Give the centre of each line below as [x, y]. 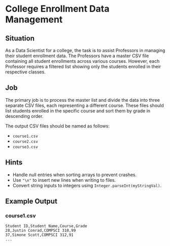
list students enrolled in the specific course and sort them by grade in [78, 111]
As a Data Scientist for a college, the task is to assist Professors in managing [85, 50]
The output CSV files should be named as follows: [58, 126]
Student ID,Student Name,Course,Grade [46, 226]
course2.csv [25, 141]
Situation [20, 38]
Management [34, 19]
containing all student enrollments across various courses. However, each [82, 61]
